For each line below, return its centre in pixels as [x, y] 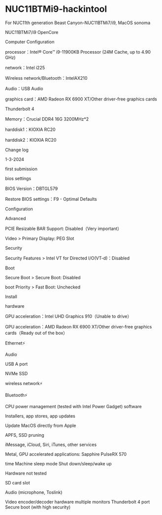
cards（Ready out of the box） [36, 333]
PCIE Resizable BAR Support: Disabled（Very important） [64, 228]
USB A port [16, 364]
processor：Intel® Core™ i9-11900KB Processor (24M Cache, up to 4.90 [78, 52]
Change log [17, 150]
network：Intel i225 [25, 67]
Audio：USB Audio [24, 88]
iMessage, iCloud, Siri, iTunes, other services [51, 445]
